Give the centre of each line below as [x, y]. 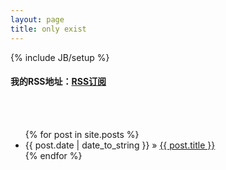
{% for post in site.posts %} [82, 134]
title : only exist [48, 29]
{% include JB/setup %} [60, 57]
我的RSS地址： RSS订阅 [58, 82]
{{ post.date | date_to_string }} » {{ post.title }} [120, 145]
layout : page [37, 19]
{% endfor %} [53, 155]
